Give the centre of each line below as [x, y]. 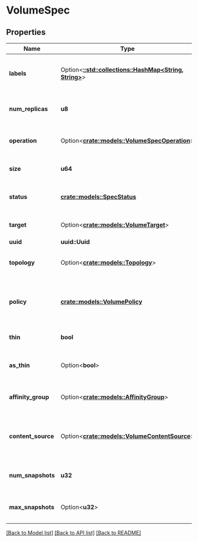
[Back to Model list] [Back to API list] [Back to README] [74, 533]
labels [18, 73]
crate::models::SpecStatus [98, 197]
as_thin [20, 365]
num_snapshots [32, 475]
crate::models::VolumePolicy [101, 302]
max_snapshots [32, 507]
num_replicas [29, 109]
